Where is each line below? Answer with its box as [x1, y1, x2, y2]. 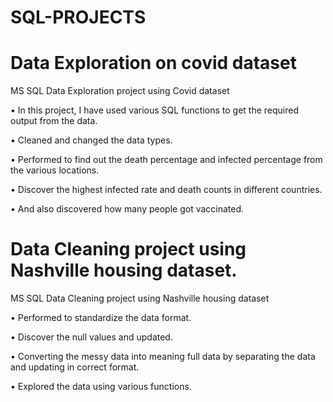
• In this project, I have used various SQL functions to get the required [10, 104, 300, 116]
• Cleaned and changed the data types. [10, 134, 173, 146]
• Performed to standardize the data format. [10, 312, 192, 324]
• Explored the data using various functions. [10, 381, 192, 393]
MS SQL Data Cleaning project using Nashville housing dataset [10, 292, 270, 305]
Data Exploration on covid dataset [10, 52, 297, 75]
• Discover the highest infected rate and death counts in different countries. [10, 184, 323, 196]
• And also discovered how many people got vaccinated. [10, 203, 245, 215]
